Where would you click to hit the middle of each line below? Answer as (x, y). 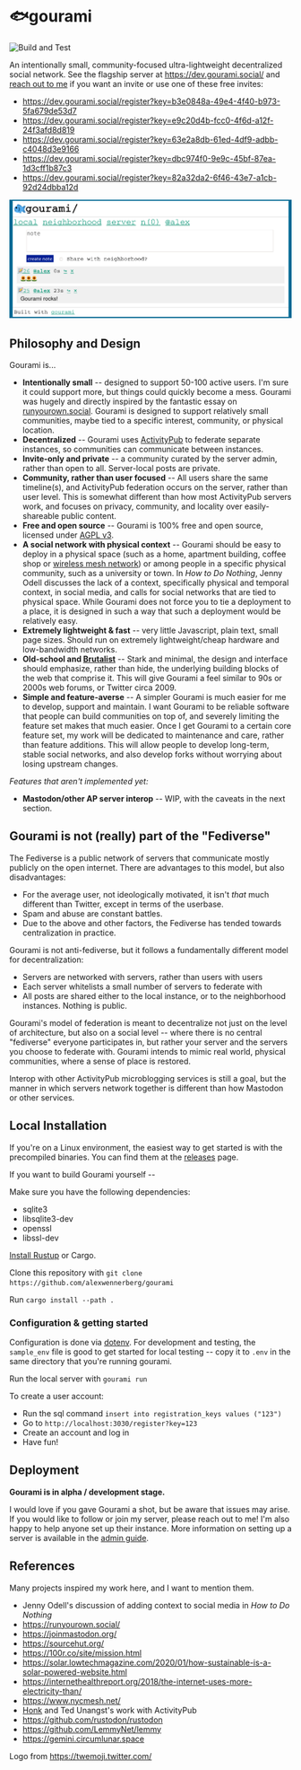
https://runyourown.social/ (71, 1624)
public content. (89, 516)
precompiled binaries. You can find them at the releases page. (124, 1157)
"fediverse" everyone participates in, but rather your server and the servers (149, 1042)
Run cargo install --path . (62, 1299)
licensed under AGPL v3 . (68, 535)
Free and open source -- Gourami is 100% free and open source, (143, 526)
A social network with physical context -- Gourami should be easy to (151, 545)
